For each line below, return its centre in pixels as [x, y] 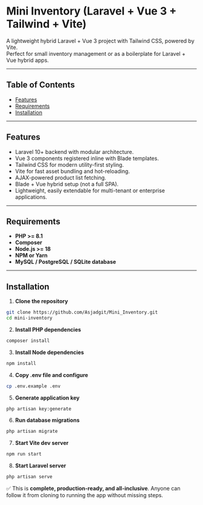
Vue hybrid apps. [28, 60]
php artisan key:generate [39, 409]
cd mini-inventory [29, 318]
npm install [21, 363]
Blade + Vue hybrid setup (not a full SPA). [67, 184]
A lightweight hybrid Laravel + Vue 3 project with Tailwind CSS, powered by [100, 41]
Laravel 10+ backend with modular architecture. [74, 152]
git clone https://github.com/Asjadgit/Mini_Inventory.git [82, 313]
